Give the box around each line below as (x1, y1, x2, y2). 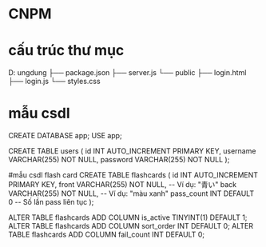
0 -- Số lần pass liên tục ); (8, 197, 94, 207)
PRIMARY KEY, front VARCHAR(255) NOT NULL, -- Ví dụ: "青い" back (8, 180, 237, 189)
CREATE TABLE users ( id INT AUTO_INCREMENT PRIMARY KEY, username (8, 146, 256, 156)
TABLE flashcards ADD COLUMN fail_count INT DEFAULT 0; (8, 229, 205, 240)
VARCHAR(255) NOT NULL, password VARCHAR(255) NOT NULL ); (8, 155, 230, 165)
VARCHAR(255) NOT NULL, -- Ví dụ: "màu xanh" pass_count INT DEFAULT (8, 189, 254, 198)
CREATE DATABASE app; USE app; (8, 131, 122, 141)
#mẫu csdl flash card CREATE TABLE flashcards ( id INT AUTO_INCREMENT (8, 170, 258, 180)
